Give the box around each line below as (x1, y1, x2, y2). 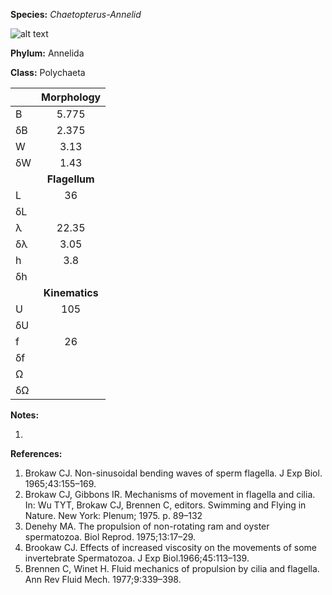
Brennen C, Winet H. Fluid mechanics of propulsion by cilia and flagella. (24, 563, 320, 574)
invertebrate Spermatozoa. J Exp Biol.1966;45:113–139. (24, 552, 250, 564)
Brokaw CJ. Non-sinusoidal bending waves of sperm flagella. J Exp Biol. (24, 467, 323, 479)
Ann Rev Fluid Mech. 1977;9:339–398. (24, 574, 182, 585)
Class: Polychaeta (10, 67, 86, 78)
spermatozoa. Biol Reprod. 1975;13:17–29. (24, 531, 197, 543)
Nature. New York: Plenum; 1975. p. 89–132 (24, 510, 203, 521)
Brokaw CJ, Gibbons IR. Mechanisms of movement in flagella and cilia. (24, 489, 316, 500)
